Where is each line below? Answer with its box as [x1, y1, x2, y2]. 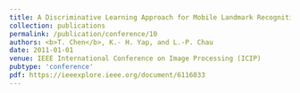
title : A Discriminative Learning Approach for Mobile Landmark [9, 12, 254, 22]
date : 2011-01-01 [9, 46, 74, 55]
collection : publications [9, 21, 105, 30]
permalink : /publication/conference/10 [9, 29, 158, 38]
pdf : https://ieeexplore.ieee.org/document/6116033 [9, 71, 205, 80]
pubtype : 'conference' [9, 63, 94, 72]
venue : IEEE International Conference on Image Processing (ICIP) [9, 54, 262, 63]
